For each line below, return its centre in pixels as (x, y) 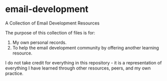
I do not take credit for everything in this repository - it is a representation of (83, 62)
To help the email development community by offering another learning (85, 47)
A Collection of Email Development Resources (52, 23)
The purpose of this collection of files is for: (50, 32)
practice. (14, 73)
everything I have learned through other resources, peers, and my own (78, 68)
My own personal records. (39, 42)
